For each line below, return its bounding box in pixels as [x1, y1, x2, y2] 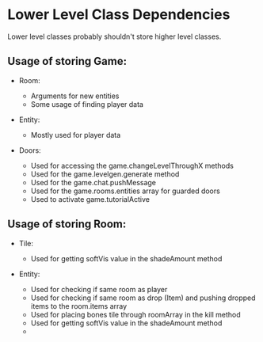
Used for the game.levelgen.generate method [30, 169, 180, 179]
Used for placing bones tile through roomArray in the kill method [30, 310, 241, 319]
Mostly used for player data [30, 130, 121, 139]
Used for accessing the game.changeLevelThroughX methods [30, 161, 234, 170]
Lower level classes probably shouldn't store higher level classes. [7, 32, 222, 41]
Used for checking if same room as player [30, 284, 168, 294]
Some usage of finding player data [30, 99, 144, 108]
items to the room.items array [30, 301, 128, 310]
